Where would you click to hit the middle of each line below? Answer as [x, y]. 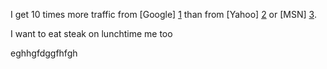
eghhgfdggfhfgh [44, 53]
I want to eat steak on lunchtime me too [91, 33]
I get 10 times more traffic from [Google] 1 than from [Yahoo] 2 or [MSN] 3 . [163, 14]
